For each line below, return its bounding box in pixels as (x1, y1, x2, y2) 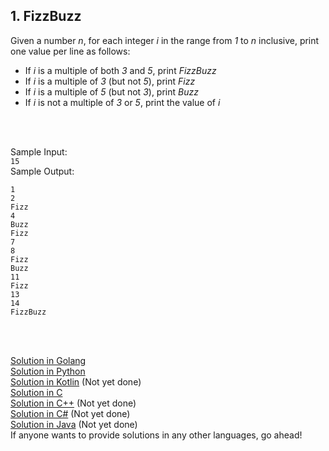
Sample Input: (10, 145, 68, 158)
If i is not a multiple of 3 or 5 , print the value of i (24, 96, 221, 108)
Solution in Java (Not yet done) (10, 418, 138, 430)
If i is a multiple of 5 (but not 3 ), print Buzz (24, 85, 199, 98)
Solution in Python (10, 365, 86, 377)
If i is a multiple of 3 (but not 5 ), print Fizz (24, 75, 196, 87)
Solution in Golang (10, 354, 87, 366)
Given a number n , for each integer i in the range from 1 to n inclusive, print (10, 34, 320, 46)
